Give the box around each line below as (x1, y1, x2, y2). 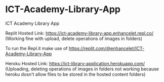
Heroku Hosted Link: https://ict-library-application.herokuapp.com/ (5, 60, 145, 66)
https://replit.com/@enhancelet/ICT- (68, 45, 145, 51)
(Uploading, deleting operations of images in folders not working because (5, 66, 159, 72)
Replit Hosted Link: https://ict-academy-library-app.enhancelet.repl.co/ (5, 30, 154, 36)
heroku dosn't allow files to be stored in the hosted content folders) (5, 71, 146, 77)
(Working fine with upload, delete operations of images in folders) (5, 35, 143, 42)
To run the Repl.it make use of (5, 45, 68, 51)
